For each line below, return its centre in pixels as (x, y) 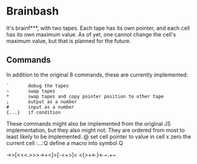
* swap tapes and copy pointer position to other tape (85, 96)
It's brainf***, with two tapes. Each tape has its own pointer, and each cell (98, 28)
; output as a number (42, 101)
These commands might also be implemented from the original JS (88, 123)
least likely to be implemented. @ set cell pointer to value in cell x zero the (99, 136)
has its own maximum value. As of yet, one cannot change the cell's (91, 34)
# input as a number (40, 107)
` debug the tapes (38, 86)
